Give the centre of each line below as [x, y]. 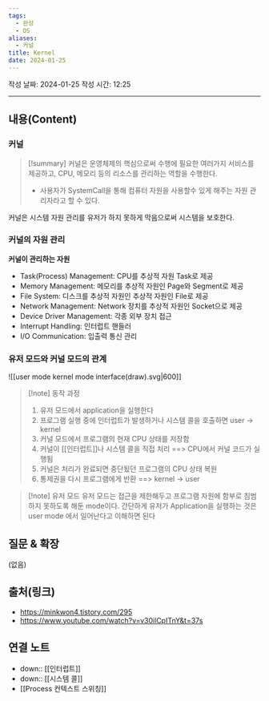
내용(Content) [43, 120]
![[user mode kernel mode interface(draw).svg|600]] [95, 377]
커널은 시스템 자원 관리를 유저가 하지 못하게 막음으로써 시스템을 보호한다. [121, 217]
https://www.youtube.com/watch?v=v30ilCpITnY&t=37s [111, 620]
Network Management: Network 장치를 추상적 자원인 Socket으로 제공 [131, 306]
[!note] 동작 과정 [54, 393]
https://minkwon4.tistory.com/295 [76, 612]
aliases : [23, 38]
